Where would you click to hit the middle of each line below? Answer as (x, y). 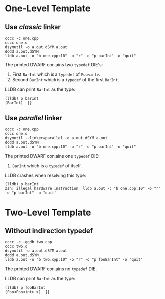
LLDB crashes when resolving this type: (46, 175)
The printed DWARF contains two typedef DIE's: (54, 65)
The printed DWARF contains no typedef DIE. (51, 269)
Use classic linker (33, 27)
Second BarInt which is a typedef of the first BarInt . (66, 80)
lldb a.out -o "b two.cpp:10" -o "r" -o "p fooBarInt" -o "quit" (74, 259)
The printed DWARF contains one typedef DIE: (52, 156)
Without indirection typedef (49, 231)
